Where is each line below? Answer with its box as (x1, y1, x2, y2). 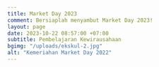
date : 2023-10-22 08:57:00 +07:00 (7, 29, 110, 37)
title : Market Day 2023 (7, 10, 78, 17)
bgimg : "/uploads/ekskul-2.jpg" (7, 43, 102, 50)
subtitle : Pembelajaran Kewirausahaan (7, 36, 122, 43)
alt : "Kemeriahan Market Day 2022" (7, 50, 112, 57)
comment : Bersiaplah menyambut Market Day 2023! (7, 17, 153, 24)
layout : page (7, 23, 46, 30)
